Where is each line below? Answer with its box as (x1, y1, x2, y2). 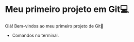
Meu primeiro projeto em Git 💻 (5, 4, 129, 15)
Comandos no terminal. (12, 32, 59, 38)
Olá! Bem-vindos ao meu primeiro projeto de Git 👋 (5, 23, 103, 29)
